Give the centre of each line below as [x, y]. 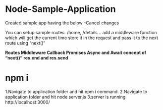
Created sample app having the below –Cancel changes [62, 23]
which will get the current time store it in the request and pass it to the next [82, 38]
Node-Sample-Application [60, 9]
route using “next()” [25, 43]
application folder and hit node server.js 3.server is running [65, 97]
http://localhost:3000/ [28, 102]
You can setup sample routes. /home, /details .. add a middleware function [81, 32]
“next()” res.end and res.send [37, 57]
